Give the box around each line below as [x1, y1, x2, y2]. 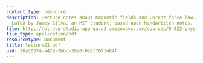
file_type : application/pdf [6, 31, 77, 37]
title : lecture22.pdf [6, 43, 61, 49]
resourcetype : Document [6, 37, 66, 43]
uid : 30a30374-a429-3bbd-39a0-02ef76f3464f [6, 48, 118, 54]
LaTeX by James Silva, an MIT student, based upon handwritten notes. [11, 20, 193, 26]
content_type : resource [6, 8, 66, 15]
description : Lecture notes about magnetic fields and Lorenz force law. [6, 14, 196, 20]
